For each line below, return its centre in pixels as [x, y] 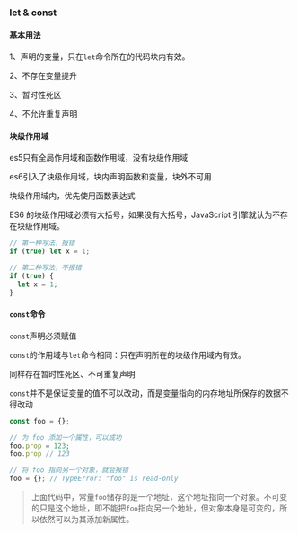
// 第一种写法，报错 [42, 243]
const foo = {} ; [39, 421]
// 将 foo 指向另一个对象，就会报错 [69, 470]
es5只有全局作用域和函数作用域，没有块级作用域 [99, 158]
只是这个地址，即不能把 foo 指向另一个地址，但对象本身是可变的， [159, 508]
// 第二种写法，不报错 [46, 268]
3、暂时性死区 [35, 95]
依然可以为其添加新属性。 [87, 520]
